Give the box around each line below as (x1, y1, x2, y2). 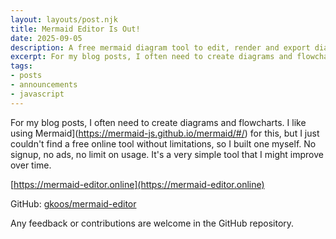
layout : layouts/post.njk (10, 14, 118, 25)
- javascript (10, 89, 65, 99)
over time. (10, 159, 52, 171)
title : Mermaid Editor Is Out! (10, 24, 141, 34)
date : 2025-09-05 (10, 33, 83, 43)
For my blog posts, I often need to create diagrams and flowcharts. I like (10, 116, 307, 128)
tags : (10, 61, 33, 71)
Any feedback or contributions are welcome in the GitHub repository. (10, 217, 295, 229)
